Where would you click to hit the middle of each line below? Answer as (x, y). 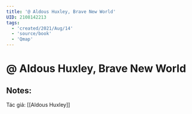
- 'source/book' (32, 34)
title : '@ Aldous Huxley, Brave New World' (61, 12)
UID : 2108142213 (26, 17)
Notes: (19, 91)
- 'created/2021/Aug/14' (42, 28)
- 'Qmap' (22, 39)
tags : (13, 23)
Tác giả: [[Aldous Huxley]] (38, 105)
